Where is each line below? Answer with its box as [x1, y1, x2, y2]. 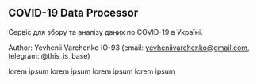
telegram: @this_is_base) [8, 51, 90, 60]
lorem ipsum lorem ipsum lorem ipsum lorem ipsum [8, 67, 176, 76]
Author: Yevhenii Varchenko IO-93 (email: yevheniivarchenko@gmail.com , [8, 43, 250, 52]
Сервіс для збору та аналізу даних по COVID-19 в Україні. [8, 27, 204, 36]
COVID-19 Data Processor [8, 6, 139, 20]
